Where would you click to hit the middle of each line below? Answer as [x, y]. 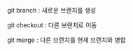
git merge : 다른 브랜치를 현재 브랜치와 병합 [66, 40]
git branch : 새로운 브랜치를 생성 [52, 10]
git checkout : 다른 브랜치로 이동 [52, 25]
